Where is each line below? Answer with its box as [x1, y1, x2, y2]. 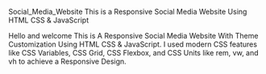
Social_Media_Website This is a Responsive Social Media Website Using [8, 7, 247, 16]
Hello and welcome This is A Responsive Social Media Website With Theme [8, 31, 259, 40]
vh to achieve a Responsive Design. [8, 56, 127, 66]
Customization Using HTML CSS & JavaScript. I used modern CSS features [8, 39, 258, 49]
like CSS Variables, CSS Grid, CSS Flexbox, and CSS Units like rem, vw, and [8, 48, 260, 57]
